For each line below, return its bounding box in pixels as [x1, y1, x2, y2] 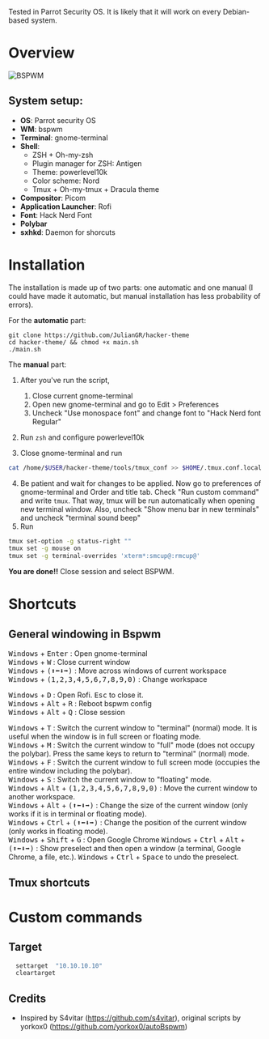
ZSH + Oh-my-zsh [32, 150, 94, 160]
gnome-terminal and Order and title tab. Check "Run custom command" [19, 487, 260, 496]
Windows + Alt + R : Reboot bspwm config [8, 699, 152, 709]
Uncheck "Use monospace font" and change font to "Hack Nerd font [32, 408, 261, 418]
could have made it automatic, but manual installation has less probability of [8, 291, 261, 300]
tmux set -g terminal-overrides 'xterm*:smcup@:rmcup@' [8, 552, 200, 560]
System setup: [8, 94, 83, 108]
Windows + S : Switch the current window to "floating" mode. [8, 775, 212, 785]
